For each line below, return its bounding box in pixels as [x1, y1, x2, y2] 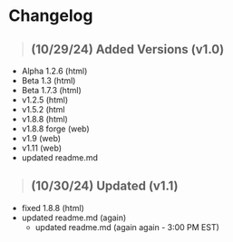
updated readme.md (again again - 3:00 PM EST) [34, 221, 219, 232]
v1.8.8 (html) [21, 114, 69, 124]
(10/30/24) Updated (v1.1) [30, 179, 179, 194]
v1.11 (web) [21, 142, 63, 153]
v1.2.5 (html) [21, 94, 69, 105]
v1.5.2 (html [21, 104, 65, 114]
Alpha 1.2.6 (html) [21, 65, 88, 76]
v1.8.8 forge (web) [21, 123, 90, 134]
